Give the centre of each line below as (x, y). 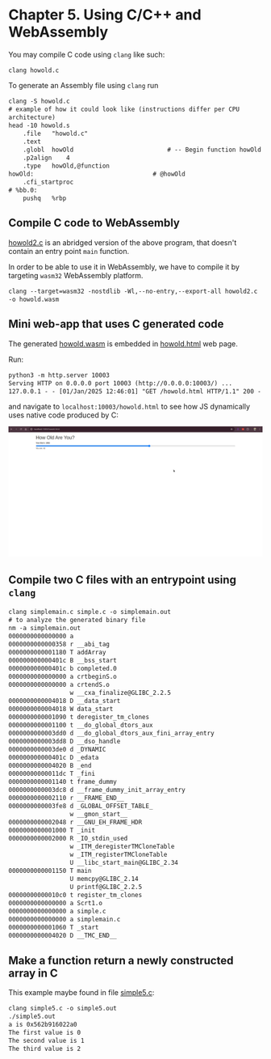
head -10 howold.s (39, 125)
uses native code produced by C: (63, 415)
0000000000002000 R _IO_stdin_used (68, 839)
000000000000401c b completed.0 (63, 669)
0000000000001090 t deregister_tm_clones (79, 718)
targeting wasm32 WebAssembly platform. (76, 275)
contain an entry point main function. (69, 251)
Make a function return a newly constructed (121, 960)
